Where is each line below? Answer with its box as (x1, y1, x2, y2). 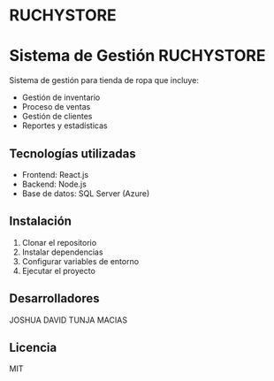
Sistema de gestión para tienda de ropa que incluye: (9, 75, 199, 86)
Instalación (9, 214, 72, 229)
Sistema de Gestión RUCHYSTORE (9, 46, 266, 66)
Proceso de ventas (21, 102, 91, 112)
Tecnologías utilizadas (9, 146, 136, 161)
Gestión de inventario (21, 92, 101, 103)
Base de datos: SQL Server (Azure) (21, 187, 150, 199)
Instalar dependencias (21, 247, 103, 257)
